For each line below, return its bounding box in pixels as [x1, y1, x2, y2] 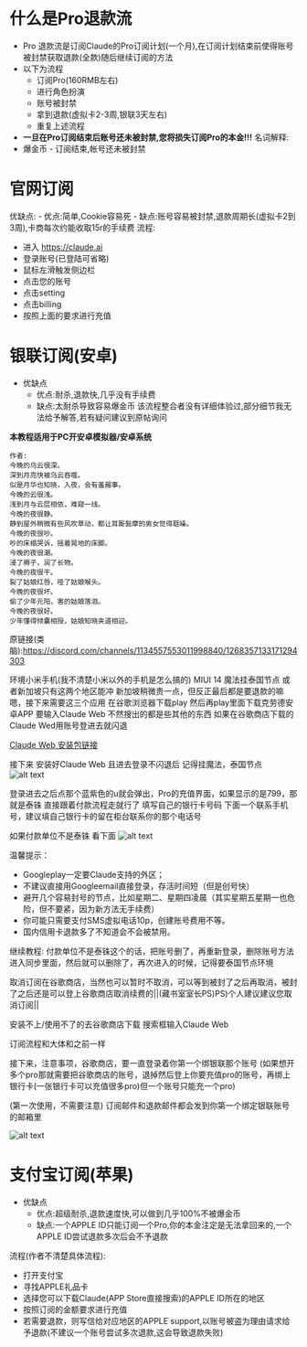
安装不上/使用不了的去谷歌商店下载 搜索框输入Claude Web [9, 1019, 229, 1030]
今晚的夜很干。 [9, 568, 58, 577]
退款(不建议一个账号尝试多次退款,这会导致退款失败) [30, 1327, 224, 1338]
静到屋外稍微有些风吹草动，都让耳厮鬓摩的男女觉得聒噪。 [9, 518, 194, 529]
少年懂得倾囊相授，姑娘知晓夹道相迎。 [9, 616, 132, 625]
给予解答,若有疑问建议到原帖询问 [44, 412, 167, 422]
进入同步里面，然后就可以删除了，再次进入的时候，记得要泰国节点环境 [9, 957, 274, 967]
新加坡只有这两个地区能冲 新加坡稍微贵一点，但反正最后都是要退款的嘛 [16, 685, 284, 696]
